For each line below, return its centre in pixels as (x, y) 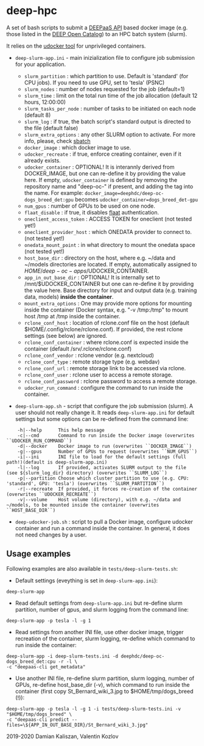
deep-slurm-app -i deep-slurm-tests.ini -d (62, 656)
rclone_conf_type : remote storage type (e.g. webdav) (92, 362)
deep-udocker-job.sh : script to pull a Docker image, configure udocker (104, 521)
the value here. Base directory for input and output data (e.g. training (111, 290)
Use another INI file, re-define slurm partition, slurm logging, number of (105, 678)
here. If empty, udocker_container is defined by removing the (101, 180)
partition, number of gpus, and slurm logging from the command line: (102, 609)
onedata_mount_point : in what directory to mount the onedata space (110, 244)
